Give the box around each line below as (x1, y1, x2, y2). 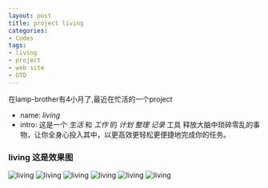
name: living (19, 110, 61, 120)
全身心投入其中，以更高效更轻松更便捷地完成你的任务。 (47, 130, 230, 139)
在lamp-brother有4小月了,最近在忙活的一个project (8, 94, 174, 104)
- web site (8, 64, 45, 72)
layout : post (8, 11, 52, 20)
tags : (8, 42, 26, 50)
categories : (8, 26, 48, 34)
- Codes (8, 34, 34, 42)
